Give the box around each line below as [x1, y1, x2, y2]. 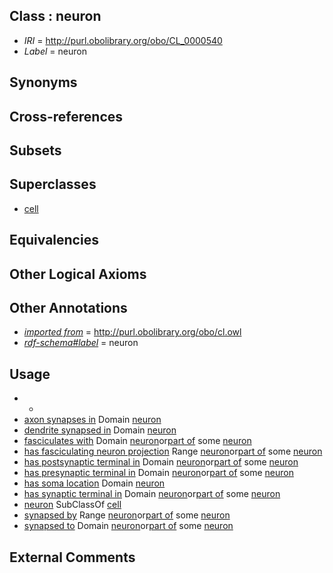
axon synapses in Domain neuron [23, 414, 162, 426]
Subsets [9, 142, 62, 159]
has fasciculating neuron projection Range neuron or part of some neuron [23, 445, 323, 458]
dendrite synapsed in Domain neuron [23, 424, 177, 436]
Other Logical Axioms [9, 265, 147, 283]
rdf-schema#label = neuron [23, 337, 139, 349]
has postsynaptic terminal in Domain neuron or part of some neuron [23, 456, 299, 468]
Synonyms [9, 74, 78, 91]
